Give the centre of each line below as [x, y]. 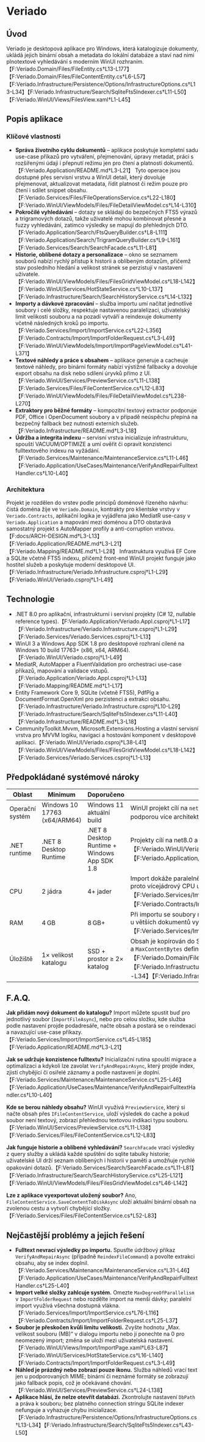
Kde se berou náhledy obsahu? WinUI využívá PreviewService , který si [96, 1108]
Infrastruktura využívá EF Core [158, 551]
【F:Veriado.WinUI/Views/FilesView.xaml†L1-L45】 [70, 100]
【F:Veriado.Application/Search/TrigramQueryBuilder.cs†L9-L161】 [99, 240]
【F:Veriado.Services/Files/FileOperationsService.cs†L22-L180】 [97, 197]
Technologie [31, 599]
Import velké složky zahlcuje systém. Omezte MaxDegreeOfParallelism [105, 1293]
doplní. [152, 1073]
